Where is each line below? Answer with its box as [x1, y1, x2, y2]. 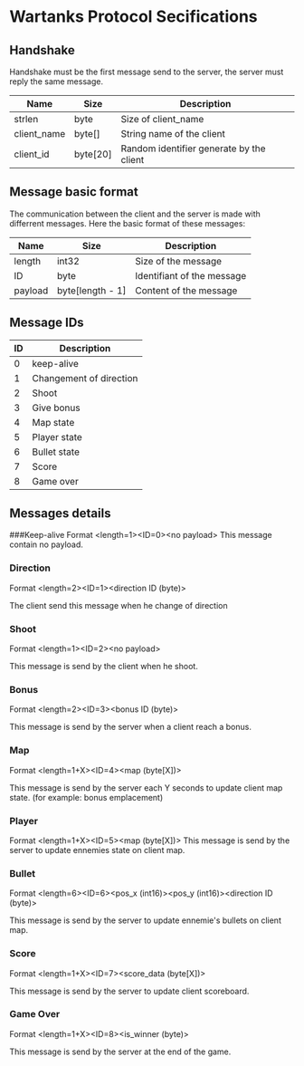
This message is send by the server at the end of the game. [9, 1046, 232, 1057]
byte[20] [73, 148, 112, 160]
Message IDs [9, 315, 84, 331]
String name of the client [120, 128, 226, 139]
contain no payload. [9, 539, 84, 550]
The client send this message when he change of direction [9, 600, 228, 610]
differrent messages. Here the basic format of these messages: [9, 217, 246, 228]
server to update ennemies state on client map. [9, 844, 185, 855]
